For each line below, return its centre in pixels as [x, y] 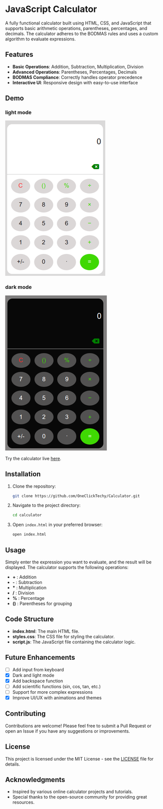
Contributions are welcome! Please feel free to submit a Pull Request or [78, 726]
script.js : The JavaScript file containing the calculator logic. [74, 642]
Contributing [25, 714]
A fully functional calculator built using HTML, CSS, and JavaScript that [78, 23]
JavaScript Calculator [51, 9]
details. [13, 764]
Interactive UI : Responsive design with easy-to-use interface [75, 82]
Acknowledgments [35, 780]
